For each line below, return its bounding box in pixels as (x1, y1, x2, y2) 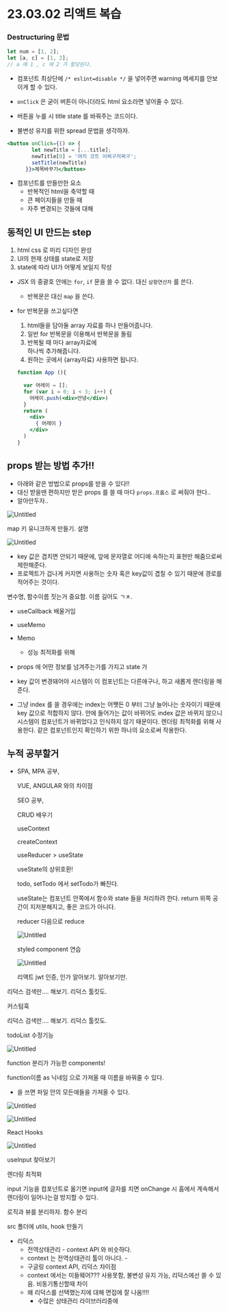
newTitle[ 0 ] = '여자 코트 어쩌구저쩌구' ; (31, 153, 137, 160)
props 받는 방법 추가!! (7, 460, 95, 472)
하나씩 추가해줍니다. (27, 347, 81, 355)
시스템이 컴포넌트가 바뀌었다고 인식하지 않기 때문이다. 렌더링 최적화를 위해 (16, 717, 215, 726)
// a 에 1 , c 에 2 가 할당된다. (7, 61, 92, 68)
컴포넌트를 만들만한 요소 (16, 179, 82, 187)
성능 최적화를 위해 (27, 648, 75, 656)
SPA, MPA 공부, (16, 767, 60, 776)
